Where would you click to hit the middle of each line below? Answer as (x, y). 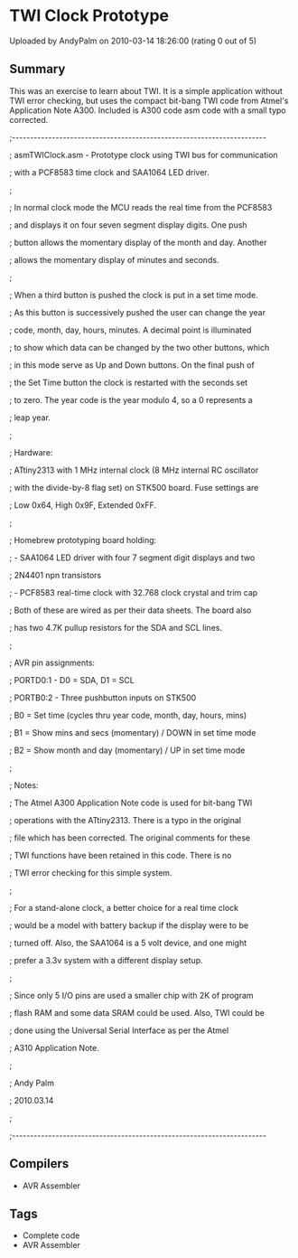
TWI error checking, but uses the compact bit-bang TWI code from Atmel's (149, 100)
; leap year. (30, 418)
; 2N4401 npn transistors (56, 575)
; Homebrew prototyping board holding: (83, 540)
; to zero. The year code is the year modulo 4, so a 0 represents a (131, 399)
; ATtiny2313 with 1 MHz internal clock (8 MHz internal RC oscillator (134, 470)
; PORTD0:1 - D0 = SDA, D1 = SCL (72, 680)
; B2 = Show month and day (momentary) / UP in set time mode (127, 750)
